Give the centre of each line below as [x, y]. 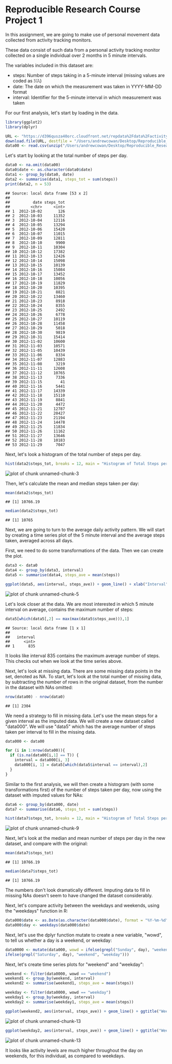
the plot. [14, 556]
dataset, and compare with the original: [47, 844]
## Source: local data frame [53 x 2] [47, 193]
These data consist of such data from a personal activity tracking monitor [83, 50]
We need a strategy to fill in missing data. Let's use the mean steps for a [81, 715]
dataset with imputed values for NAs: [44, 795]
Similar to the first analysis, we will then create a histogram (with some [80, 784]
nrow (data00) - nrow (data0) [35, 697]
